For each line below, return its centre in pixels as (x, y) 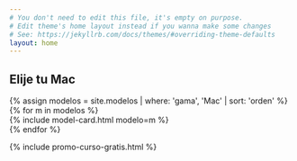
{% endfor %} (35, 130)
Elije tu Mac (43, 79)
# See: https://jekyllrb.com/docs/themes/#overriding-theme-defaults (143, 34)
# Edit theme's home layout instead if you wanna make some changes (140, 26)
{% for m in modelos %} (54, 111)
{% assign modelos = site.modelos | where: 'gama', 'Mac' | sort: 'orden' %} (148, 101)
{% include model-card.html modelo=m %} (89, 120)
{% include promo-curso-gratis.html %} (83, 147)
